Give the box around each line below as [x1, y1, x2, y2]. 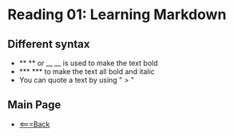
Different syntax [7, 37, 90, 51]
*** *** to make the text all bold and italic [18, 67, 155, 76]
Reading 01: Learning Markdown [7, 6, 227, 24]
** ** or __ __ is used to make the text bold [18, 58, 158, 68]
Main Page [7, 98, 61, 112]
